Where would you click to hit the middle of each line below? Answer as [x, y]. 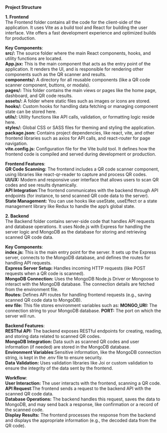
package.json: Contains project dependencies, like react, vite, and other [80, 133]
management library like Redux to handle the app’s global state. [70, 206]
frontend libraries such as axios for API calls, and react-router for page [78, 138]
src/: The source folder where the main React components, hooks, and [78, 53]
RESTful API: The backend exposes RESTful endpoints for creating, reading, [84, 331]
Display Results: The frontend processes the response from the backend [81, 415]
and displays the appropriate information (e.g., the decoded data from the [81, 420]
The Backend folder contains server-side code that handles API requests [80, 221]
